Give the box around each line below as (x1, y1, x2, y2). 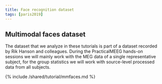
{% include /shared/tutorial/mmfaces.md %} (5, 74, 96, 80)
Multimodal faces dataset (5, 30, 86, 39)
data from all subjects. (5, 64, 51, 70)
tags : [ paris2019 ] (5, 12, 43, 17)
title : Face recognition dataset (5, 7, 74, 12)
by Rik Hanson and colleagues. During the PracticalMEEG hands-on (5, 48, 143, 54)
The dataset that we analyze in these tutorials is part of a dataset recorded (5, 43, 158, 49)
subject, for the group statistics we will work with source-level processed (5, 59, 155, 65)
